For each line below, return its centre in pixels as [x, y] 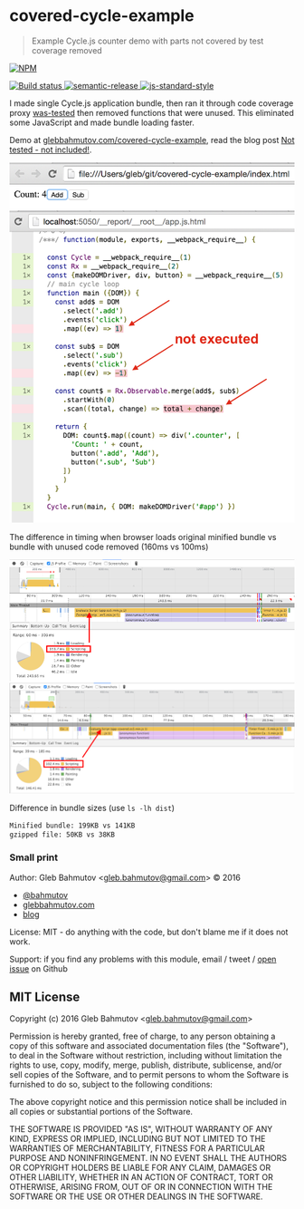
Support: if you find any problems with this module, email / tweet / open [143, 959]
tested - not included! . [51, 150]
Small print [34, 857]
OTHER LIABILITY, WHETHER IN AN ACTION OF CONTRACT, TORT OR [141, 1177]
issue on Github [38, 968]
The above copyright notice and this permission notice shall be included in [148, 1102]
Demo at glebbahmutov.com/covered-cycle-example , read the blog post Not [152, 140]
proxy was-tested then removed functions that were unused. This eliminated [152, 112]
